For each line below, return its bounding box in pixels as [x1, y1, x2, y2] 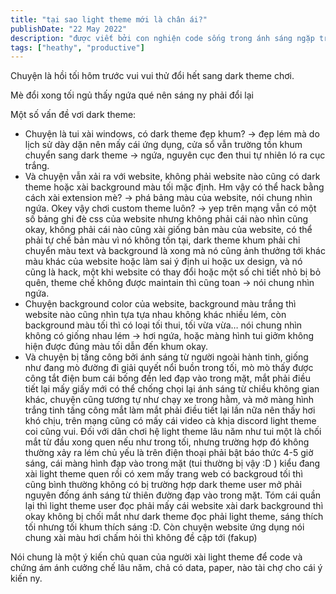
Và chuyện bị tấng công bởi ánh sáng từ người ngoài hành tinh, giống [24, 351, 309, 363]
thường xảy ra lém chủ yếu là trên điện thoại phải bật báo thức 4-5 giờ [24, 447, 314, 459]
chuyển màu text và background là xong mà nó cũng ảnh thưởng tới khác [24, 245, 326, 257]
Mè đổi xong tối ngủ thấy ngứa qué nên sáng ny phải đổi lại [10, 89, 254, 101]
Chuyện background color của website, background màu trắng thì [24, 298, 297, 310]
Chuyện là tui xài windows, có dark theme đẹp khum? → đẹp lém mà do [24, 128, 320, 140]
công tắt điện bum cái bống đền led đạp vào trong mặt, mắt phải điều [24, 372, 311, 385]
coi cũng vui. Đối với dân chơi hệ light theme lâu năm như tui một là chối [24, 426, 322, 438]
